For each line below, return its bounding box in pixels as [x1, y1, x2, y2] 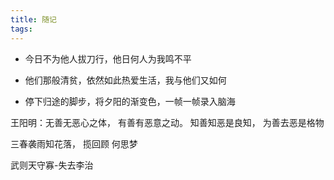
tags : [10, 24, 33, 34]
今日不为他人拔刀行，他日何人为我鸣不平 [24, 52, 192, 65]
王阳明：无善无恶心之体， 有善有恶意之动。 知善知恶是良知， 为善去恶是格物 [10, 116, 325, 128]
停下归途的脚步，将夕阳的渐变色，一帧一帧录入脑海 [24, 95, 236, 107]
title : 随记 [10, 14, 57, 25]
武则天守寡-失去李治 [10, 159, 94, 171]
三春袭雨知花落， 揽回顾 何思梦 [10, 137, 138, 150]
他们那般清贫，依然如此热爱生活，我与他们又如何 [24, 74, 227, 86]
